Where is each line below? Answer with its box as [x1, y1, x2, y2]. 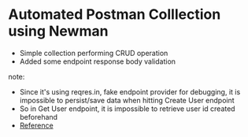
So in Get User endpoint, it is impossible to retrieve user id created [19, 104, 235, 113]
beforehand [19, 112, 57, 121]
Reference [19, 120, 54, 130]
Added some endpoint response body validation [19, 57, 176, 66]
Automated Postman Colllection [8, 6, 221, 24]
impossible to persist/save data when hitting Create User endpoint [19, 95, 235, 105]
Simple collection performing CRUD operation [19, 48, 168, 57]
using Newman [8, 22, 109, 40]
